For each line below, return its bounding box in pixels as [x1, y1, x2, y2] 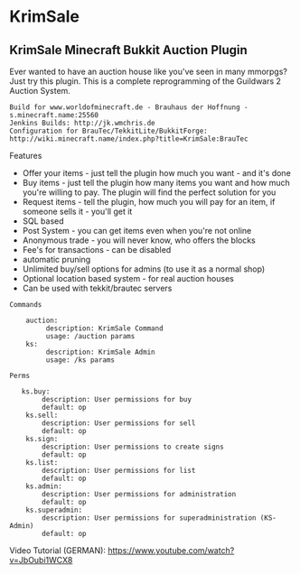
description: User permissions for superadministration [42, 514, 257, 523]
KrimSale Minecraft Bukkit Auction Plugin [9, 42, 248, 58]
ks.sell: [25, 411, 59, 420]
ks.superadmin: [25, 505, 83, 514]
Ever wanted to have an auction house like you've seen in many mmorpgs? [9, 66, 287, 77]
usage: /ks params [45, 356, 116, 365]
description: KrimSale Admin [45, 347, 155, 356]
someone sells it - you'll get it [22, 206, 133, 217]
